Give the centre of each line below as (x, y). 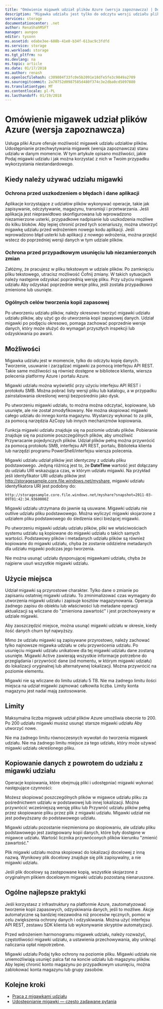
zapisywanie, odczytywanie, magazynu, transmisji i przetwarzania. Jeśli (77, 209)
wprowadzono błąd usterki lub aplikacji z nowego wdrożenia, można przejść (81, 234)
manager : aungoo (21, 32)
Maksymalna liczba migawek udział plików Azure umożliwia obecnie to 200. (81, 718)
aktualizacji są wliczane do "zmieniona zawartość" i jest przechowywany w (80, 611)
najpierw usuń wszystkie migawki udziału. (47, 563)
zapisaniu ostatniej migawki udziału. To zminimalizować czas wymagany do (81, 596)
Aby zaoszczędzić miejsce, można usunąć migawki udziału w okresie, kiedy (81, 626)
